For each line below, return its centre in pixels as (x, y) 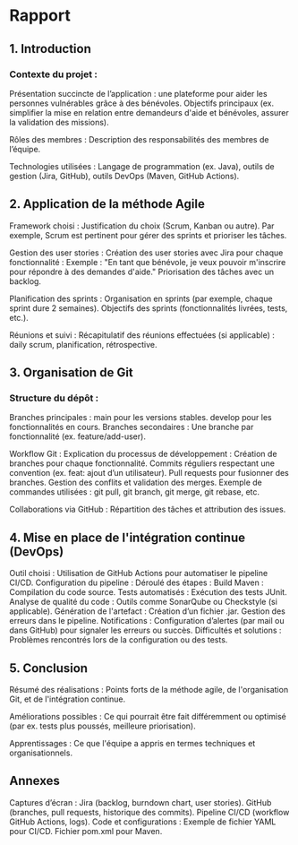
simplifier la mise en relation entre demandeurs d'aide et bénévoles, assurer (149, 112)
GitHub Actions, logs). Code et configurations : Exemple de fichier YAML (143, 822)
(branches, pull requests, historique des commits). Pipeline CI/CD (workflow (149, 812)
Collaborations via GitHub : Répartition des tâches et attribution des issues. (148, 509)
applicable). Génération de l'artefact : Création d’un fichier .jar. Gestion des (148, 611)
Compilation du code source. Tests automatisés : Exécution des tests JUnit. (149, 592)
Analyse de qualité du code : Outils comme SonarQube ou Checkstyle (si (143, 602)
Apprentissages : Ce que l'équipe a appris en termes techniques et (132, 743)
